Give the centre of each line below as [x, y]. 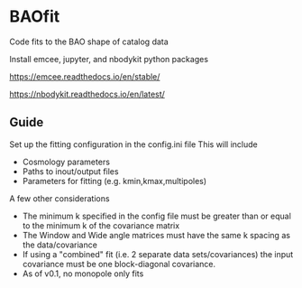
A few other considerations [59, 198]
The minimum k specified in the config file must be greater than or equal [156, 216]
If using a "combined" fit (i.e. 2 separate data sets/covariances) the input [158, 254]
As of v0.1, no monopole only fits [83, 274]
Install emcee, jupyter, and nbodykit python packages [109, 59]
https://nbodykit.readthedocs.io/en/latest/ [87, 94]
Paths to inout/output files [70, 171]
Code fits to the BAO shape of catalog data [89, 42]
